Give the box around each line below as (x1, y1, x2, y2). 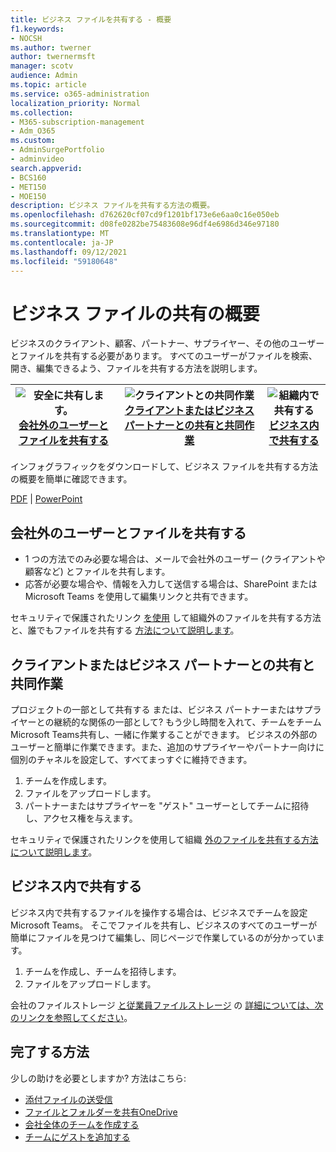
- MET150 (10, 182, 47, 192)
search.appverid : (10, 163, 83, 173)
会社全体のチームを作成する (24, 1118, 140, 1130)
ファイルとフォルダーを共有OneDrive (24, 1106, 178, 1118)
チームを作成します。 (24, 774, 112, 786)
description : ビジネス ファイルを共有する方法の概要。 (10, 201, 215, 211)
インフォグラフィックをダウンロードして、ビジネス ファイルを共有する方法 (10, 461, 319, 473)
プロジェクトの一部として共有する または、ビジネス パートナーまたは (10, 703, 296, 715)
